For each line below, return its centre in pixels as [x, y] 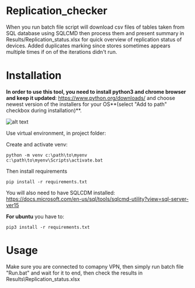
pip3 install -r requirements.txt [48, 227]
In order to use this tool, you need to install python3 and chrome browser [96, 91]
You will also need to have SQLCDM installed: [61, 193]
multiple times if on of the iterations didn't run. [62, 52]
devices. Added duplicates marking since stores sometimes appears [88, 46]
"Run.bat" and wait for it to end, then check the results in [74, 273]
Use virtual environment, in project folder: [56, 133]
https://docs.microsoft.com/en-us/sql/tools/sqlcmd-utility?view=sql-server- [97, 199]
